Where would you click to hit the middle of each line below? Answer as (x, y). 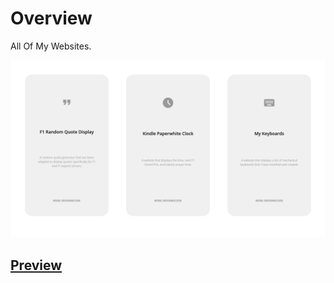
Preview (36, 265)
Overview (51, 18)
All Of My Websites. (51, 46)
